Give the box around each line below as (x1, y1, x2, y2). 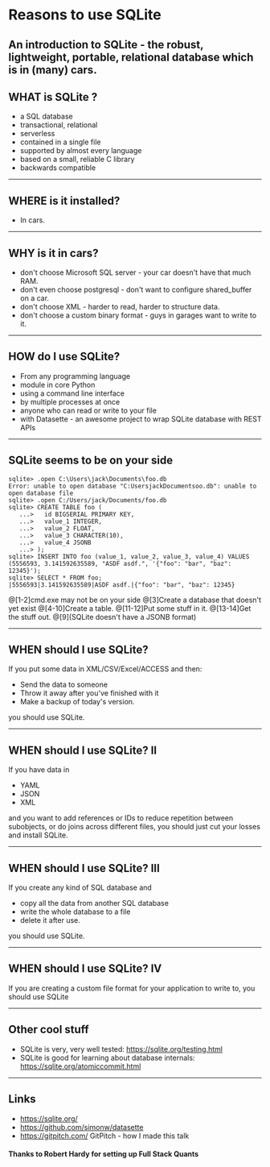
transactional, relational (19, 120, 98, 130)
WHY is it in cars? (8, 246, 99, 260)
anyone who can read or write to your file (19, 405, 157, 415)
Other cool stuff (8, 1023, 90, 1036)
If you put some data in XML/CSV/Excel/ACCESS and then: (8, 664, 202, 674)
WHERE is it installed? (8, 193, 121, 207)
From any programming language (19, 371, 131, 380)
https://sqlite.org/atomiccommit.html (19, 1061, 141, 1071)
